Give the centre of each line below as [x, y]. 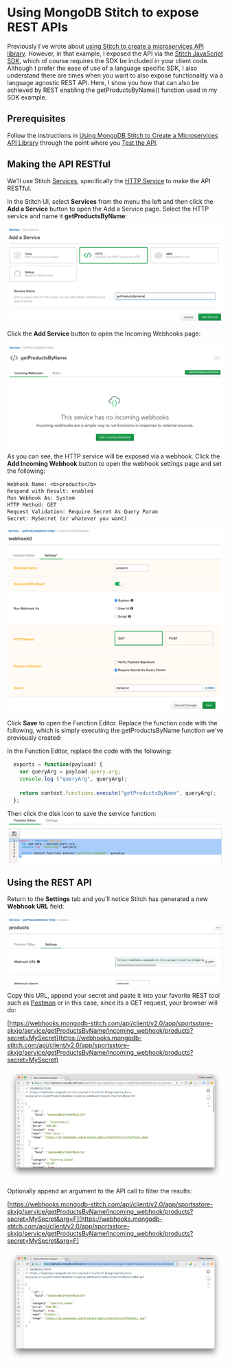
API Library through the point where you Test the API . [82, 143]
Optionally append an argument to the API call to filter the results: [100, 1191]
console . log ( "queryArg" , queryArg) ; [73, 779]
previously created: [34, 737]
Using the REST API [49, 882]
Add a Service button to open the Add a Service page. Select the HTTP [108, 209]
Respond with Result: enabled [50, 491]
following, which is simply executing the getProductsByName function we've [115, 730]
